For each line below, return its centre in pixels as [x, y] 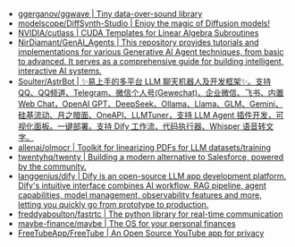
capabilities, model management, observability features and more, [139, 195]
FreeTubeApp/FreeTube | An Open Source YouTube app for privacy [141, 233]
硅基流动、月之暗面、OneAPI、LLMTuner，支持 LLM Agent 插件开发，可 [151, 115]
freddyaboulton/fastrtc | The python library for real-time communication [150, 214]
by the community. [52, 166]
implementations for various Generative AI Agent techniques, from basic [151, 52]
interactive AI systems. [60, 71]
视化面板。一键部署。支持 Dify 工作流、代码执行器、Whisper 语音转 [142, 126]
